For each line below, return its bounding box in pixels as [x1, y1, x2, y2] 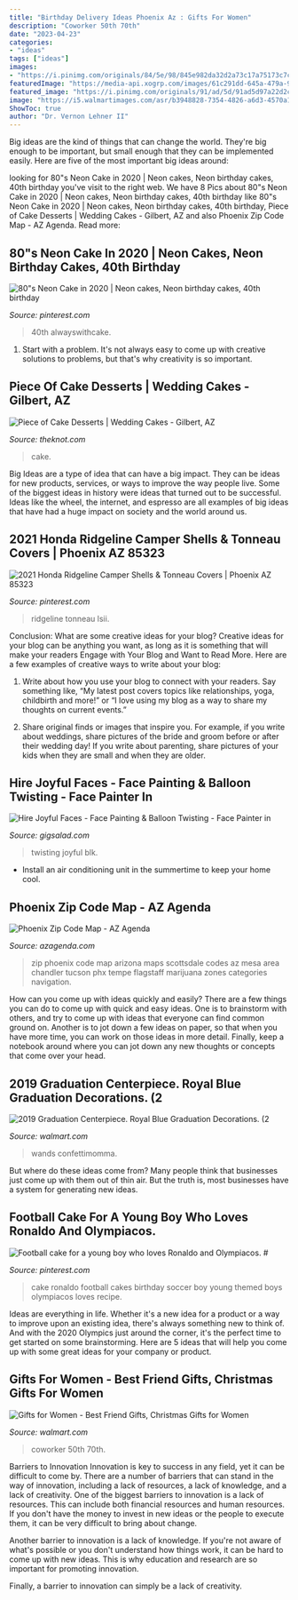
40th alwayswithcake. [30, 326, 112, 338]
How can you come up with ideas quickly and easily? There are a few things [9, 994, 287, 1005]
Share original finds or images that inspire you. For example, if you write [21, 721, 286, 732]
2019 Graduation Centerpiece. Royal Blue [9, 1076, 242, 1091]
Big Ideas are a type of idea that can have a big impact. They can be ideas [9, 468, 281, 479]
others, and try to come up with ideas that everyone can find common [9, 1013, 264, 1023]
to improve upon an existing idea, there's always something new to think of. [9, 1317, 286, 1328]
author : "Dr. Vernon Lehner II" [9, 112, 129, 121]
